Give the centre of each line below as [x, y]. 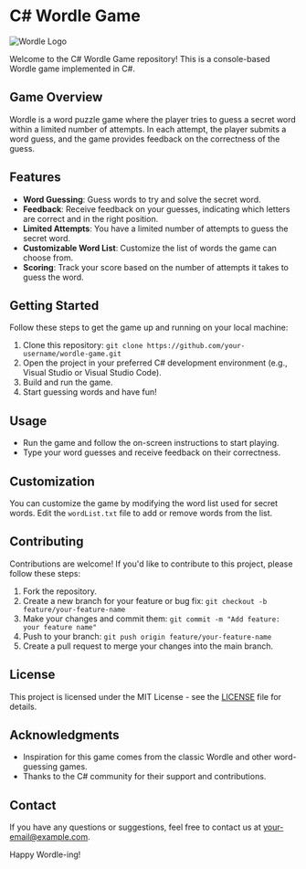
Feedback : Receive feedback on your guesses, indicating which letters [156, 209]
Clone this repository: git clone [83, 345]
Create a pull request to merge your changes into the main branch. [148, 646]
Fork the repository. [60, 591]
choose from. [48, 258]
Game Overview [56, 97]
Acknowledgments [65, 735]
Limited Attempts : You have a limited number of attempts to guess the [155, 228]
